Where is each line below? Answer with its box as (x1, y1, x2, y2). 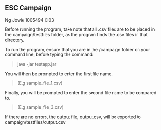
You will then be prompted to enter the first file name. (5, 71, 113, 77)
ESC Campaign (5, 4, 52, 12)
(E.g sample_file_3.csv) (17, 104, 64, 110)
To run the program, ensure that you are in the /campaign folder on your (5, 46, 150, 52)
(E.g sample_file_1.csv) (17, 80, 63, 86)
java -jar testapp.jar (17, 61, 57, 67)
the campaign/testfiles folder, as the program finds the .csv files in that (5, 31, 148, 37)
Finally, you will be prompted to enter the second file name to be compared (5, 89, 157, 95)
